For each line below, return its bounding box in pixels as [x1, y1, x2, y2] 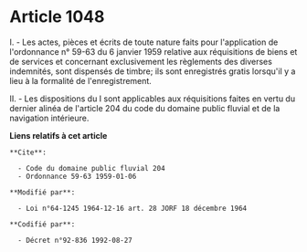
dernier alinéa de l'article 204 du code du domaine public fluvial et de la [9, 102, 281, 113]
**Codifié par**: [9, 219, 76, 229]
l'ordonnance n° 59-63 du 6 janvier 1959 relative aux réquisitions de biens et [9, 46, 298, 57]
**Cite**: [9, 148, 48, 157]
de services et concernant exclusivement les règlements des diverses [9, 56, 272, 67]
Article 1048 [9, 6, 105, 27]
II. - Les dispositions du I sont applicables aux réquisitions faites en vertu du [9, 93, 295, 104]
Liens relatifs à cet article [9, 130, 108, 141]
